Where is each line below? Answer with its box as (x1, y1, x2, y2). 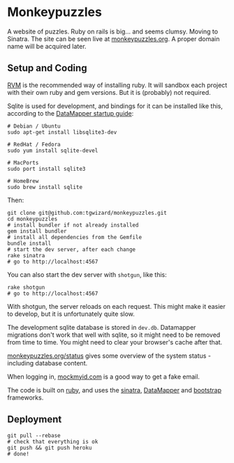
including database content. (7, 358, 88, 367)
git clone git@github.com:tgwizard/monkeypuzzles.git (7, 209, 168, 216)
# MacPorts (7, 159, 39, 166)
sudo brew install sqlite (7, 183, 82, 190)
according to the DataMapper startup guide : (7, 109, 134, 117)
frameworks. (7, 393, 44, 402)
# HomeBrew (7, 177, 39, 185)
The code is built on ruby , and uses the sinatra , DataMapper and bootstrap (7, 386, 222, 394)
